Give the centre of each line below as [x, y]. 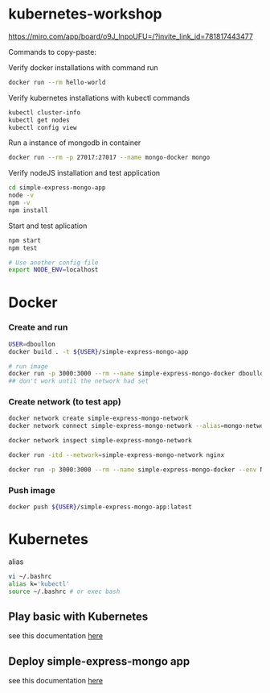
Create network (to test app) [65, 402]
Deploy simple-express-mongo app [99, 661]
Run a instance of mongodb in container [75, 143]
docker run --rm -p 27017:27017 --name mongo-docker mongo [109, 158]
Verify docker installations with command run [83, 67]
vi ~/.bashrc [30, 576]
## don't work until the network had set [79, 381]
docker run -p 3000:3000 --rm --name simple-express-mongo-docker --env [133, 469]
